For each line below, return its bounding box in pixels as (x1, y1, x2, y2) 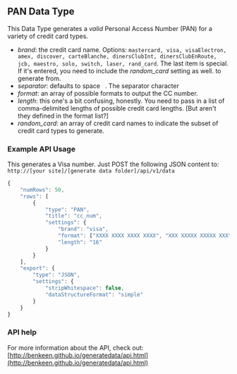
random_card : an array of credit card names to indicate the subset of (17, 119, 219, 127)
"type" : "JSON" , (32, 271, 80, 279)
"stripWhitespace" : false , (44, 285, 125, 292)
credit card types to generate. (17, 126, 104, 135)
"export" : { (20, 265, 55, 272)
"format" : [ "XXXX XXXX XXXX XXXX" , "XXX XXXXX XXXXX (57, 232, 217, 239)
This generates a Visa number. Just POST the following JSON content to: (7, 160, 219, 168)
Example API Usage (7, 144, 76, 154)
